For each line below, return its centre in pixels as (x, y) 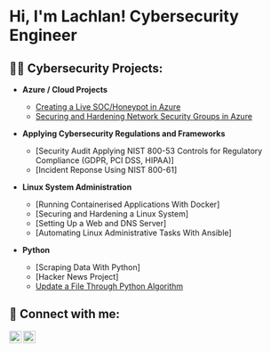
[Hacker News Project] (77, 277)
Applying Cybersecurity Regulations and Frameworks (124, 134)
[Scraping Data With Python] (88, 267)
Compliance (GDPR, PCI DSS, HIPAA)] (105, 160)
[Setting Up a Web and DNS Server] (101, 223)
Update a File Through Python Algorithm (109, 286)
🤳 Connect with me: (64, 314)
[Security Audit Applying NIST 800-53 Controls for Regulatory (149, 151)
